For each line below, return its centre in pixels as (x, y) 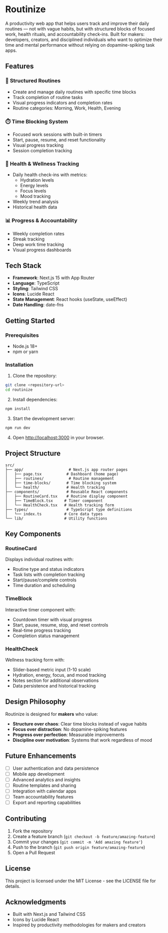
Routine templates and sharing (45, 785)
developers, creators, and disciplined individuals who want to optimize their (84, 40)
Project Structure (33, 453)
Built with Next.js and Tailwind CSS (49, 914)
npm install (18, 409)
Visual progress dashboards (42, 250)
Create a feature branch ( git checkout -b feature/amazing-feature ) (84, 836)
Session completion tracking (42, 150)
